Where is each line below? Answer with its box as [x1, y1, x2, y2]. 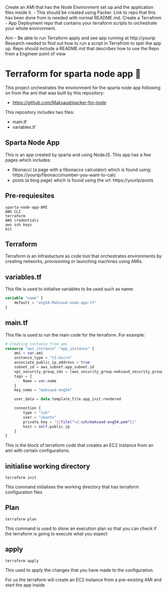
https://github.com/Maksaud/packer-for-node [12, 99, 107, 105]
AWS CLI [5, 209, 21, 214]
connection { [14, 406, 41, 411]
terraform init [5, 475, 37, 480]
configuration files [5, 489, 43, 495]
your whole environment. [5, 25, 56, 31]
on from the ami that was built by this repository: [5, 89, 104, 96]
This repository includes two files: [5, 109, 75, 115]
